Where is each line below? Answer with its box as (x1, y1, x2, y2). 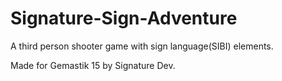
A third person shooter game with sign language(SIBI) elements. (10, 40, 274, 52)
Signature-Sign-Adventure (10, 7, 238, 30)
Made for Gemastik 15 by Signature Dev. (10, 59, 176, 71)
